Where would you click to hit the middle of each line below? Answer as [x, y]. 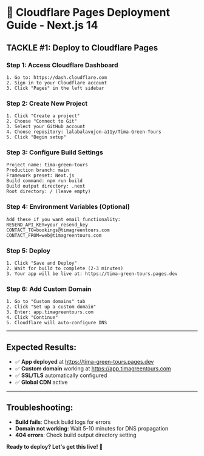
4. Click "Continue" [32, 318]
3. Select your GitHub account [46, 127]
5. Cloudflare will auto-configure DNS [57, 323]
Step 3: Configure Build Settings [55, 152]
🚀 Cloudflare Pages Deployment [88, 12]
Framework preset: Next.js [40, 175]
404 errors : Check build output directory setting [76, 435]
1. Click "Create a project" [43, 116]
